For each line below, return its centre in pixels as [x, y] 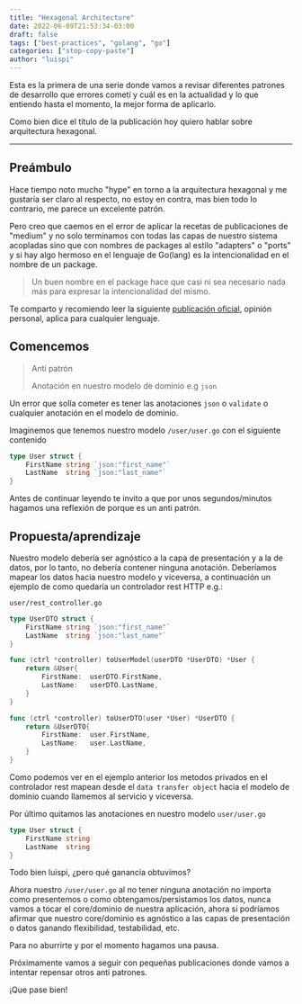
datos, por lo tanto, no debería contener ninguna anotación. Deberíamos [143, 567]
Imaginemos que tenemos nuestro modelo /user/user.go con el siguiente [145, 430]
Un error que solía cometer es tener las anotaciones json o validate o [139, 403]
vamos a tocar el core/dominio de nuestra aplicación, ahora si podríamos [145, 909]
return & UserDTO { [58, 726]
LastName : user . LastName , [94, 743]
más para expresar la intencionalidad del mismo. [121, 291]
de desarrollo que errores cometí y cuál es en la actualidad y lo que [134, 94]
